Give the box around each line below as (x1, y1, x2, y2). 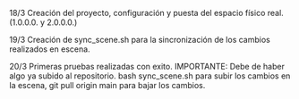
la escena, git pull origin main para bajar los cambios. (9, 80, 206, 90)
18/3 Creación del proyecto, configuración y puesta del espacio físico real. (9, 8, 284, 18)
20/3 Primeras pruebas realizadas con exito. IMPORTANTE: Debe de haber (9, 62, 285, 71)
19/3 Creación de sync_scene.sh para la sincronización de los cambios (9, 35, 270, 45)
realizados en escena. (9, 44, 91, 54)
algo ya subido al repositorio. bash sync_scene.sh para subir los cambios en (9, 70, 291, 81)
